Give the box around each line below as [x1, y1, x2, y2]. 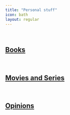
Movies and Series [5, 73, 64, 82]
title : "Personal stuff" [5, 7, 57, 13]
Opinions [5, 102, 34, 110]
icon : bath [5, 12, 28, 17]
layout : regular [5, 17, 39, 22]
